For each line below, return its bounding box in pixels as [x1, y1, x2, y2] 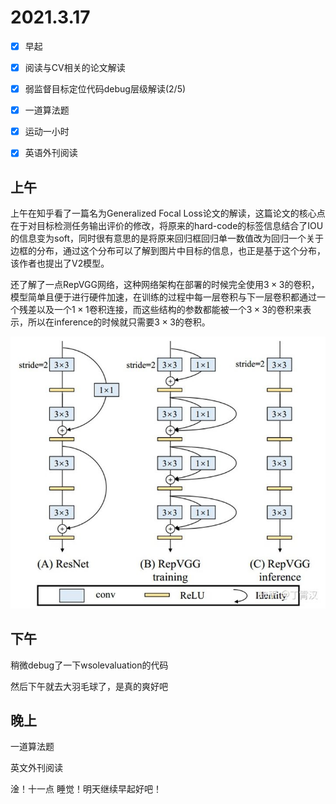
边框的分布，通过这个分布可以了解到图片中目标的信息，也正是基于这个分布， [10, 245, 326, 257]
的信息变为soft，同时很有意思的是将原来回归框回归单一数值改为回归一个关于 [10, 232, 325, 245]
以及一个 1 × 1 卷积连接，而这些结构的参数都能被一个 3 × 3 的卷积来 [36, 304, 303, 316]
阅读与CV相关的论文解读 [24, 62, 126, 73]
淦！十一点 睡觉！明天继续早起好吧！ [10, 783, 162, 795]
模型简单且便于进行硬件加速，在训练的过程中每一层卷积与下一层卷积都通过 [10, 291, 317, 303]
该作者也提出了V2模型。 [10, 257, 110, 270]
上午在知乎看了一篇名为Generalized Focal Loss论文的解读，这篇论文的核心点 [10, 207, 326, 220]
